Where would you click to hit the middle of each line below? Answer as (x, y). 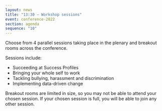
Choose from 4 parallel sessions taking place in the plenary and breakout (81, 43)
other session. (20, 104)
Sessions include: (23, 58)
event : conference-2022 (30, 19)
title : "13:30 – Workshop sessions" (44, 15)
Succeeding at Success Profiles (46, 68)
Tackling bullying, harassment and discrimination (63, 78)
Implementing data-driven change (48, 84)
